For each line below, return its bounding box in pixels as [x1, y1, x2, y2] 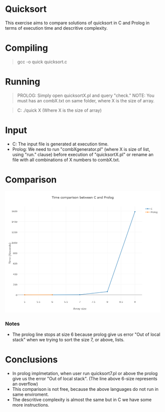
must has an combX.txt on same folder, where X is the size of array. [17, 97, 155, 103]
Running [5, 76, 40, 88]
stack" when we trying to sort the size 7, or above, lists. [12, 337, 125, 343]
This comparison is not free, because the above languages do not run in [12, 386, 159, 392]
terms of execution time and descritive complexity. [5, 25, 108, 31]
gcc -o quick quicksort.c [17, 58, 67, 65]
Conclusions [5, 354, 58, 366]
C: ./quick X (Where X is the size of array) [17, 107, 102, 113]
